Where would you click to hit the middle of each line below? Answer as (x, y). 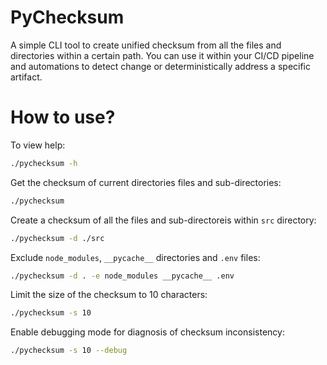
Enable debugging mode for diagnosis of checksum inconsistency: (147, 332)
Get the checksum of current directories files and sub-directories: (146, 182)
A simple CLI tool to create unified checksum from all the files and (146, 45)
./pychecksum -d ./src (57, 238)
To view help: (38, 145)
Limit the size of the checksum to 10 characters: (109, 295)
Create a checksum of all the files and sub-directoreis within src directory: (163, 220)
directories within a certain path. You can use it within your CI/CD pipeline (162, 55)
